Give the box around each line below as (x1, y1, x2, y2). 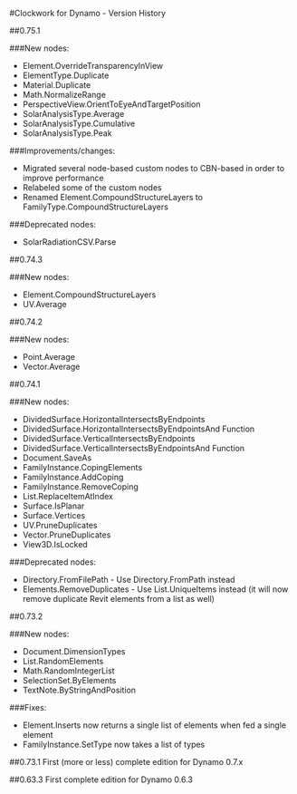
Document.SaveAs (22, 452, 92, 463)
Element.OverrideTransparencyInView (22, 61, 164, 71)
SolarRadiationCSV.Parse (22, 237, 117, 247)
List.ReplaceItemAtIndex (22, 491, 113, 501)
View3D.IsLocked (22, 539, 88, 549)
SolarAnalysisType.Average (22, 109, 125, 119)
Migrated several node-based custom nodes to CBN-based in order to (22, 163, 285, 173)
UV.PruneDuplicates (22, 520, 98, 530)
